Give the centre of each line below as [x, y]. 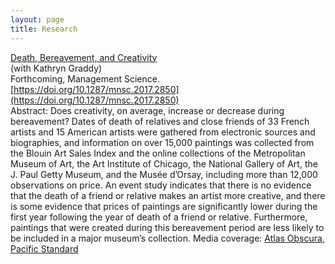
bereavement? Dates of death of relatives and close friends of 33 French [160, 121]
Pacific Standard [44, 248]
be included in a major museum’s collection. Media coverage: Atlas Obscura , [167, 238]
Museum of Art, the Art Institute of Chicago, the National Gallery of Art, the [164, 163]
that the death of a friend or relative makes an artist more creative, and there [168, 195]
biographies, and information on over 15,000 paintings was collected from [162, 142]
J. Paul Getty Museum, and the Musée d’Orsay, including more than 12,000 [164, 174]
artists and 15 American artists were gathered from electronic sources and [163, 132]
